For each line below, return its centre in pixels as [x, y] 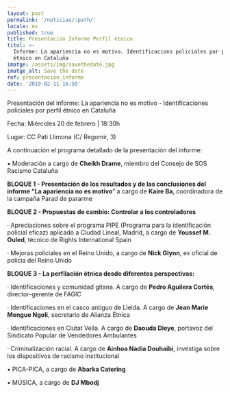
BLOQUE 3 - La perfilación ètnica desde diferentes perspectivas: [101, 274]
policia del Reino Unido [40, 261]
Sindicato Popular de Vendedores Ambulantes [72, 335]
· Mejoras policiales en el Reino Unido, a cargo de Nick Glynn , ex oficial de [112, 253]
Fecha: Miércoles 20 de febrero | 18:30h [64, 123]
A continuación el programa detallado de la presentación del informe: [105, 150]
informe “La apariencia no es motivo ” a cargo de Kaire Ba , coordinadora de [115, 191]
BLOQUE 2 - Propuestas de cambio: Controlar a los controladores [102, 212]
